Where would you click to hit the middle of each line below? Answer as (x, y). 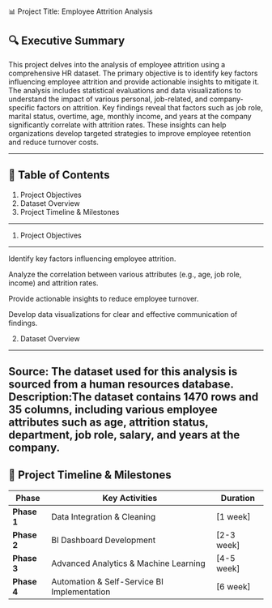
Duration (238, 498)
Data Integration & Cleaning (104, 516)
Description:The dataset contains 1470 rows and (134, 397)
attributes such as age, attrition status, (108, 423)
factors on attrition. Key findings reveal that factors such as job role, (150, 107)
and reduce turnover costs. (54, 142)
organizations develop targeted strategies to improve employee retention (130, 133)
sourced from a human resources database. (121, 385)
